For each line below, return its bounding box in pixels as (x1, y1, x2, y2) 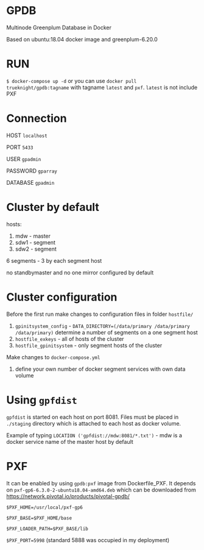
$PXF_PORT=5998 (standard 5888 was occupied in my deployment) (6, 536, 170, 543)
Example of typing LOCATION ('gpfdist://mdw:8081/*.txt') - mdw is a (6, 431, 183, 439)
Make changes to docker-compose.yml (6, 353, 100, 360)
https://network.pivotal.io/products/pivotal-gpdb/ (6, 492, 130, 500)
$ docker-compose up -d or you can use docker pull (6, 77, 137, 84)
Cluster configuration (6, 290, 118, 304)
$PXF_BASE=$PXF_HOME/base (6, 515, 72, 521)
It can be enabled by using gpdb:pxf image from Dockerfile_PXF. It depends (6, 479, 196, 487)
